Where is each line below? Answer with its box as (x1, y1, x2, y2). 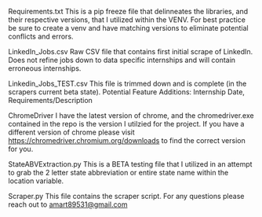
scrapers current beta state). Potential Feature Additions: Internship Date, (8, 87, 246, 97)
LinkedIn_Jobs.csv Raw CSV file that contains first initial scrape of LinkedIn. (8, 47, 253, 56)
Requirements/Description (8, 96, 93, 105)
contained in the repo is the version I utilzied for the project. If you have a (8, 120, 245, 128)
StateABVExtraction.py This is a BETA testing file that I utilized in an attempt (8, 160, 253, 168)
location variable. (8, 176, 64, 186)
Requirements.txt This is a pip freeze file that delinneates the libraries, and (8, 7, 249, 16)
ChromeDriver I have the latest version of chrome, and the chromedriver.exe (8, 111, 254, 120)
